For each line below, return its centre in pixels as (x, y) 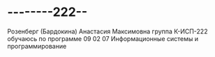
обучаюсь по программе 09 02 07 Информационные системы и (103, 38)
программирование (37, 46)
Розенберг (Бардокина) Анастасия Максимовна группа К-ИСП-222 (107, 31)
